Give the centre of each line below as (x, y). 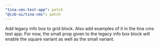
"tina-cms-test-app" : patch (34, 10)
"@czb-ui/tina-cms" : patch (33, 14)
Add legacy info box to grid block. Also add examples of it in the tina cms (80, 28)
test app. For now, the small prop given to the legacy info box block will (78, 34)
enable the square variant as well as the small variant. (60, 39)
